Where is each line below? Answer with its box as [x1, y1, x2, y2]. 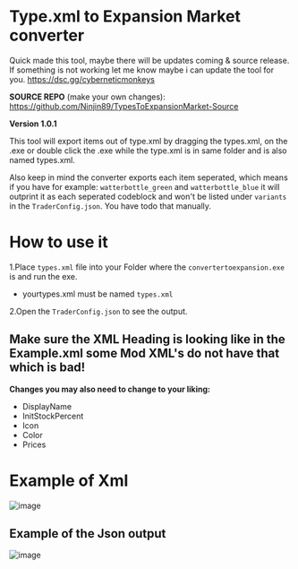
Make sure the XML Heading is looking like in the [9, 332, 286, 347]
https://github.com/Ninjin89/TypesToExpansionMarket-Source [9, 100, 239, 111]
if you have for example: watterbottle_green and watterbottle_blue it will [9, 181, 280, 192]
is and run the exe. [9, 271, 78, 281]
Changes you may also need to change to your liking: [9, 384, 210, 394]
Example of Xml [9, 470, 129, 490]
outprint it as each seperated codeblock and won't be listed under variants [9, 191, 287, 202]
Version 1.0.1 [9, 118, 57, 129]
